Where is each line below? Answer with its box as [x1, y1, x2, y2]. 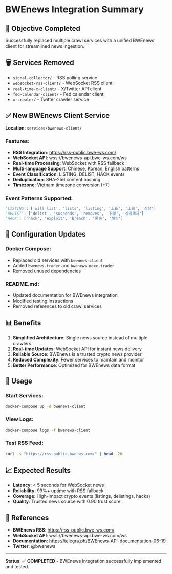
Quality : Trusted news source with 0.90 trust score [12, 498, 121, 505]
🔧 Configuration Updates [5, 230, 86, 239]
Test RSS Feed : [5, 439, 44, 447]
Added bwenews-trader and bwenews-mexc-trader [12, 262, 115, 268]
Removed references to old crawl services [12, 303, 102, 309]
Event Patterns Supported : [5, 195, 73, 202]
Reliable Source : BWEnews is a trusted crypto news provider [12, 351, 142, 357]
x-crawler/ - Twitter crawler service [12, 96, 89, 102]
